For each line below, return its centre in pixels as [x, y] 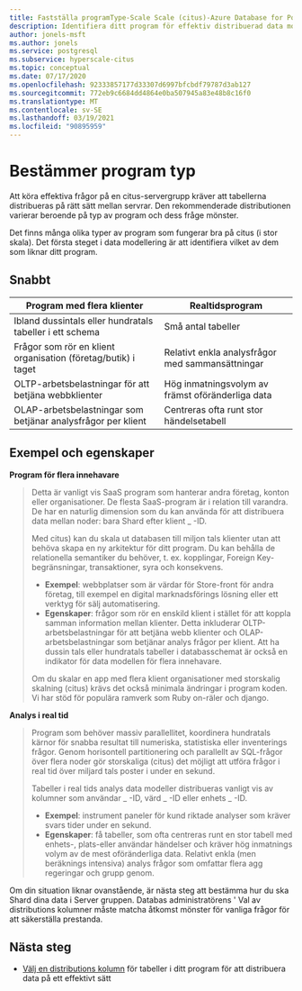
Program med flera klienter [84, 305]
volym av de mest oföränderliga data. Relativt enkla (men [150, 853]
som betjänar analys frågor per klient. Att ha [198, 641]
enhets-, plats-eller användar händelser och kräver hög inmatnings [169, 844]
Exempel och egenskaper [82, 453]
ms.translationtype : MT [54, 101]
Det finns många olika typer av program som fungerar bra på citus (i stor [144, 232]
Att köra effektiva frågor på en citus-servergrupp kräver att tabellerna [138, 195]
